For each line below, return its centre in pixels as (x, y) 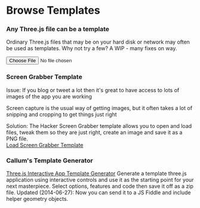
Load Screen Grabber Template (45, 145)
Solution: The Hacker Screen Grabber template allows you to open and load (99, 126)
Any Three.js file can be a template (58, 29)
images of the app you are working (49, 96)
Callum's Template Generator (50, 160)
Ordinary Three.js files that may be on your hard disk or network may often (98, 42)
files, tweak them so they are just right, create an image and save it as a (94, 132)
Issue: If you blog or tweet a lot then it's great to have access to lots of (93, 90)
